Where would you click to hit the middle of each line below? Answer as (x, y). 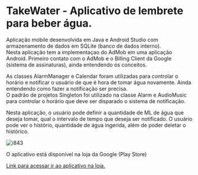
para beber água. (49, 23)
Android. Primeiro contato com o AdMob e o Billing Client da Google (89, 58)
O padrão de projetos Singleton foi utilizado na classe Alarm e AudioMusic (97, 95)
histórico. (18, 131)
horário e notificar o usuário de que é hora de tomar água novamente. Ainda (99, 82)
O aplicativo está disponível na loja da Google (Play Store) (77, 154)
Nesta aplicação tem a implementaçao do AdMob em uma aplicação (89, 52)
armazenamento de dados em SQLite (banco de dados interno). (84, 46)
